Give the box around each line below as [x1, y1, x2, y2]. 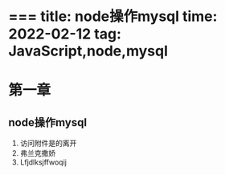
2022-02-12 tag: [8, 25, 122, 43]
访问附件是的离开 [19, 138, 77, 149]
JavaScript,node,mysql [8, 42, 169, 60]
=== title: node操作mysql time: [8, 7, 218, 26]
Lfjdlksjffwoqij [19, 157, 67, 167]
